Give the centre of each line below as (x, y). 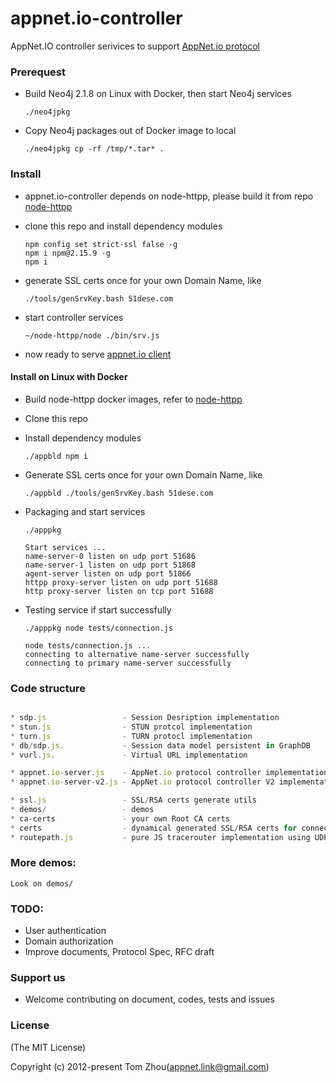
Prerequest (38, 72)
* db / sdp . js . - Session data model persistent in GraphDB (160, 745)
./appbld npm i (56, 456)
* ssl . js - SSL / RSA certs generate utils (133, 800)
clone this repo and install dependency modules (123, 226)
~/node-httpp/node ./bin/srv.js (92, 335)
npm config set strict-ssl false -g (101, 244)
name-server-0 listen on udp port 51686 (110, 556)
